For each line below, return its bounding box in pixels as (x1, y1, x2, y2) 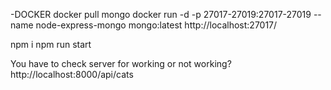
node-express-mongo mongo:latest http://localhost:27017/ (35, 19, 278, 31)
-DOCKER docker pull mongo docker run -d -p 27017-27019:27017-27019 (10, 9, 312, 20)
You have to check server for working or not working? (10, 58, 232, 69)
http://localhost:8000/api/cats (10, 69, 134, 80)
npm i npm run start (10, 39, 92, 50)
